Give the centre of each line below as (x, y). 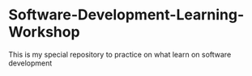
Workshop (44, 32)
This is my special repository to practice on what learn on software (120, 54)
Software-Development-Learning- (126, 15)
